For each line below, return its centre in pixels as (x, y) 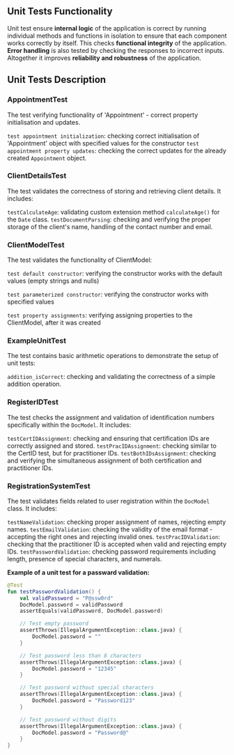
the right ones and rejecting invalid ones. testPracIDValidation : (129, 536)
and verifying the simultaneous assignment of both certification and (104, 460)
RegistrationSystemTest (49, 485)
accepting (22, 536)
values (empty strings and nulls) (53, 281)
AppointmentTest (38, 100)
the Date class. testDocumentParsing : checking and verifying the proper (109, 219)
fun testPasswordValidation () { (54, 591)
